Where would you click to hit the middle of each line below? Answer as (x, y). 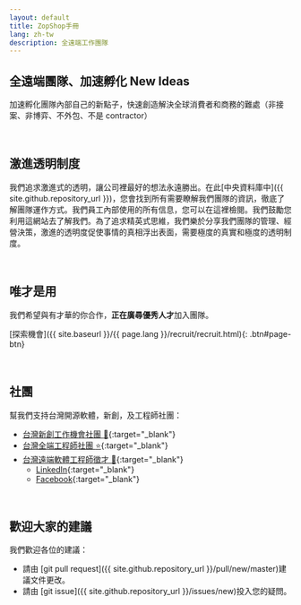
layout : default (39, 17)
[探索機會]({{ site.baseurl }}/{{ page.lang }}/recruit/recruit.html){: (129, 333)
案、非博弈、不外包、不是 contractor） (81, 116)
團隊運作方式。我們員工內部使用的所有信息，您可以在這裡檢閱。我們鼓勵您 (154, 209)
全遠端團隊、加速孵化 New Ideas (99, 81)
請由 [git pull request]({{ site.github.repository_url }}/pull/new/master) (150, 569)
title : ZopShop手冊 (44, 26)
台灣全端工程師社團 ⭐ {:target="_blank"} (95, 445)
